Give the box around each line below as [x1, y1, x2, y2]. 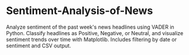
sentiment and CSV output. [6, 42, 71, 49]
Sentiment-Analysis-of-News [6, 4, 153, 18]
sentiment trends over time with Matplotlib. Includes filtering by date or [6, 36, 177, 43]
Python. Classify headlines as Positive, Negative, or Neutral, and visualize [6, 29, 184, 36]
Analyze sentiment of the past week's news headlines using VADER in [6, 23, 174, 30]
